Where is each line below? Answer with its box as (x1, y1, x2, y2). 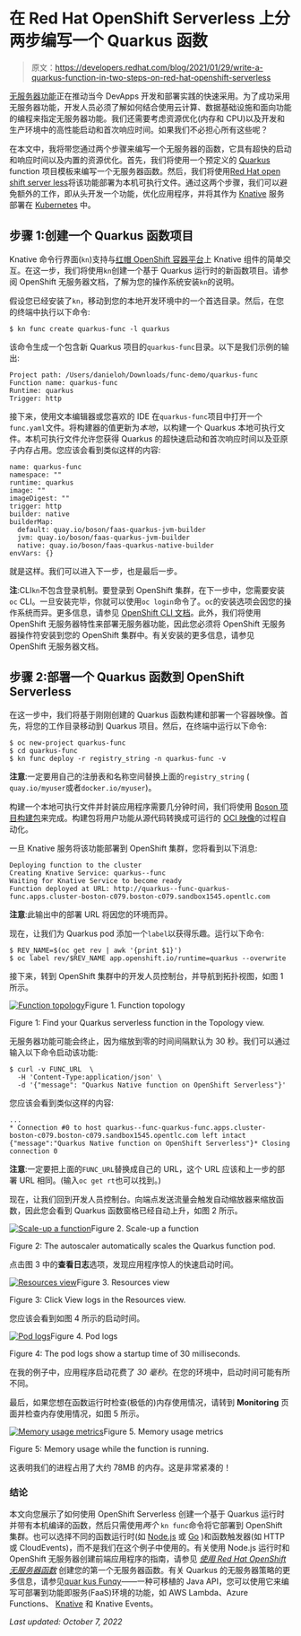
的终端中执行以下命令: (9, 306, 91, 317)
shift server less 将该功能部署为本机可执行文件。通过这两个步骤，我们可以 (9, 177, 280, 188)
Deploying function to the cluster (9, 861, 142, 870)
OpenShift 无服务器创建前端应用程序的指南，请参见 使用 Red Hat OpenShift (9, 1553, 287, 1564)
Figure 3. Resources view (76, 1276, 170, 1288)
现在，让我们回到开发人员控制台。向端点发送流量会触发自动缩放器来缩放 (9, 1194, 276, 1204)
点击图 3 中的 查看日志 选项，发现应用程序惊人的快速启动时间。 (9, 1258, 239, 1270)
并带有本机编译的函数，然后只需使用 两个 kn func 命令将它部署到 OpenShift (9, 1519, 283, 1530)
